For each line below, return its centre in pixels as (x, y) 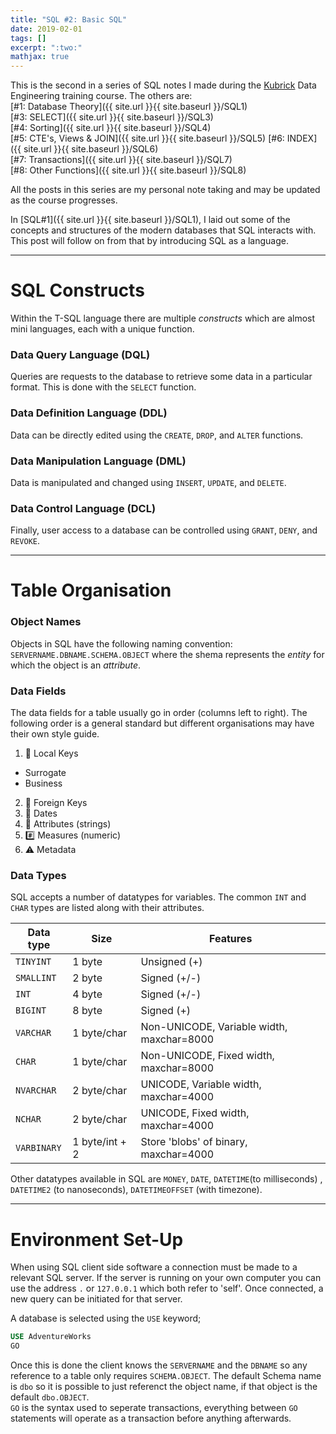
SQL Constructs (77, 290)
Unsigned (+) (171, 962)
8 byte (87, 1011)
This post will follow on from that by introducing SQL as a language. (149, 241)
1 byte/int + (99, 1142)
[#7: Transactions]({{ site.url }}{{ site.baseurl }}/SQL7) (121, 160)
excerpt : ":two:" (46, 47)
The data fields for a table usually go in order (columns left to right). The (159, 713)
